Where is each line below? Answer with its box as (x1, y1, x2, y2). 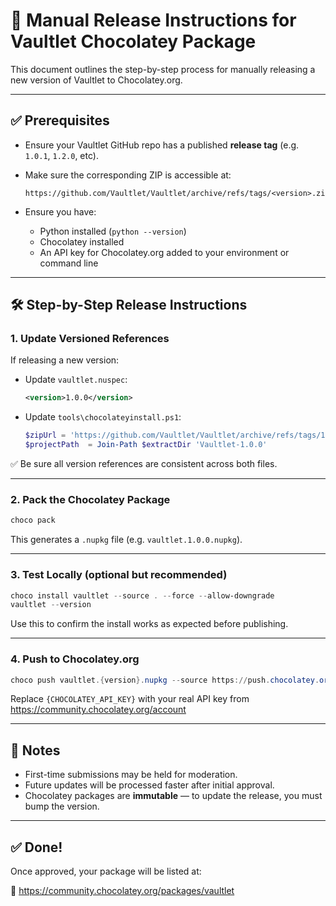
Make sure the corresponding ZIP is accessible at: (24, 169, 232, 181)
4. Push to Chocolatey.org (10, 652, 140, 666)
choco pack (10, 515, 56, 526)
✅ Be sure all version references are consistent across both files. (10, 458, 278, 470)
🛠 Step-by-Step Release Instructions (10, 297, 248, 314)
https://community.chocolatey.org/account (10, 704, 187, 716)
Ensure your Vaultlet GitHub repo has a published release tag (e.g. (24, 139, 300, 151)
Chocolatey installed (39, 235, 125, 248)
